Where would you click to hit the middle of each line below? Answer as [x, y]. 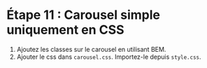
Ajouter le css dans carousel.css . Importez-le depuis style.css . [109, 57]
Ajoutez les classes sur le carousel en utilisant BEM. [91, 49]
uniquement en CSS [65, 30]
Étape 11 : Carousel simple [83, 15]
